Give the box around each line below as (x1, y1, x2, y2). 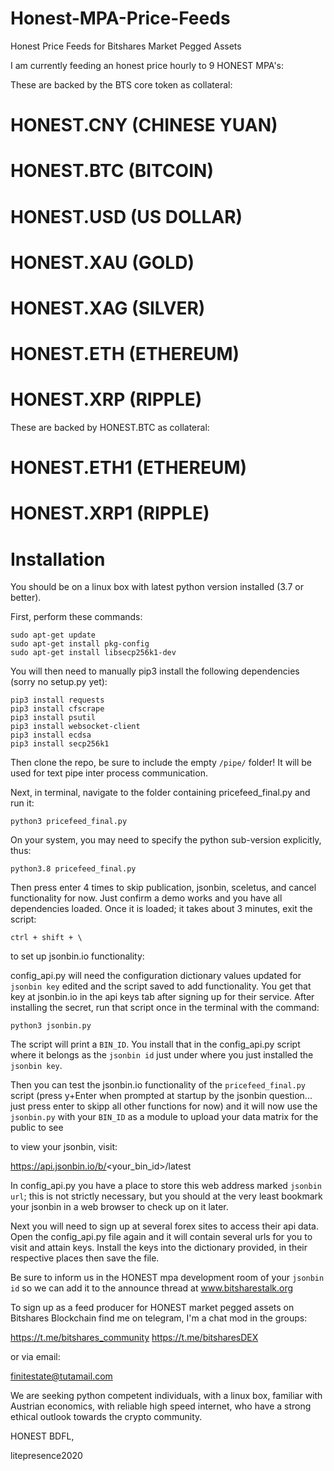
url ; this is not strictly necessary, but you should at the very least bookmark (10, 1190, 323, 1202)
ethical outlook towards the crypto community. (10, 1411, 203, 1423)
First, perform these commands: (10, 611, 143, 623)
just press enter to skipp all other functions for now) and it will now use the (10, 1100, 318, 1112)
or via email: (10, 1351, 61, 1363)
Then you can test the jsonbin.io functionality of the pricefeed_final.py (10, 1079, 307, 1091)
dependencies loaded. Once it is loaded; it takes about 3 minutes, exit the (10, 903, 313, 915)
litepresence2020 (10, 1450, 83, 1462)
